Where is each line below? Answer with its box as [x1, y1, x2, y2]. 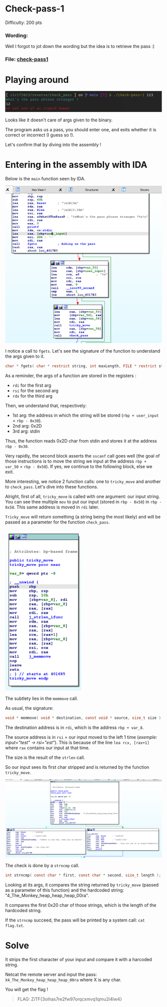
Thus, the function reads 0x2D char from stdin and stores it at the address [5, 438, 158, 444]
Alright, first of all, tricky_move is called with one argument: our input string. [5, 494, 160, 500]
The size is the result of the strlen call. [5, 755, 85, 761]
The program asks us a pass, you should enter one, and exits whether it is [5, 126, 157, 132]
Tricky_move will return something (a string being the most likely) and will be [5, 514, 161, 520]
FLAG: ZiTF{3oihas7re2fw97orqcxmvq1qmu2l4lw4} [17, 996, 122, 1002]
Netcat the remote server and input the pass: [5, 971, 97, 977]
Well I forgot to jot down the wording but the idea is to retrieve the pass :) [5, 43, 155, 49]
